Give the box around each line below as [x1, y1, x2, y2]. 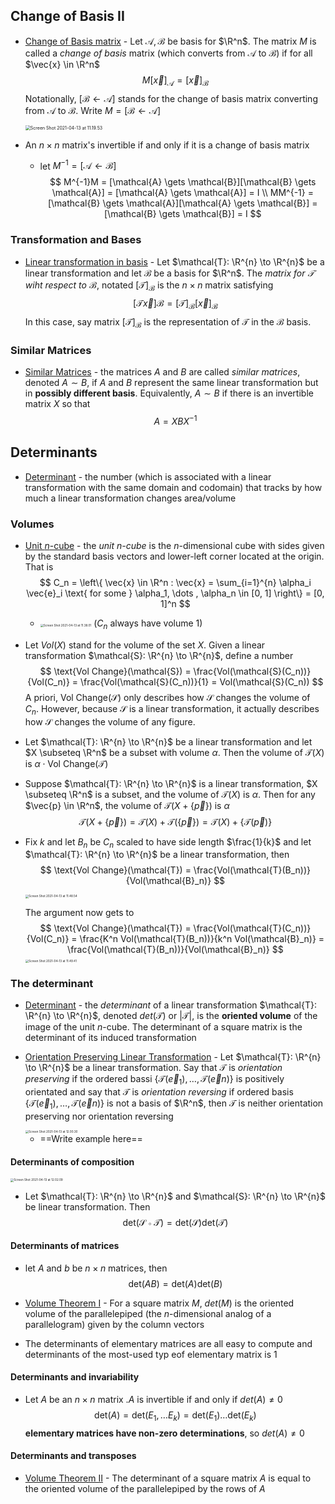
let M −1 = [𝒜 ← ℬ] [39, 158, 117, 172]
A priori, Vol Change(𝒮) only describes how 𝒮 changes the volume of [24, 691, 311, 703]
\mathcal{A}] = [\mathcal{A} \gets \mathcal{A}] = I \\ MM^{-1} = [51, 187, 314, 199]
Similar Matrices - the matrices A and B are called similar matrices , [24, 366, 301, 378]
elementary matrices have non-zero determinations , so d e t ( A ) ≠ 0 [24, 1427, 305, 1439]
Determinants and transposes [10, 1450, 137, 1462]
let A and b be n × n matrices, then [24, 1262, 168, 1274]
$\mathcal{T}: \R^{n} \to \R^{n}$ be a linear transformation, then [24, 849, 290, 861]
